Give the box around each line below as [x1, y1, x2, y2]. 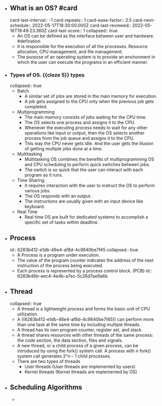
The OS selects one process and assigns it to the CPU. [24, 120, 135, 126]
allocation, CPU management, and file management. [17, 48, 123, 54]
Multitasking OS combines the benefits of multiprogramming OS [24, 156, 154, 162]
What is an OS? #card [9, 4, 78, 12]
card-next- [132, 17, 155, 23]
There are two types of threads [17, 358, 80, 364]
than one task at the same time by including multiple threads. [17, 321, 141, 327]
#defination [17, 38, 41, 44]
